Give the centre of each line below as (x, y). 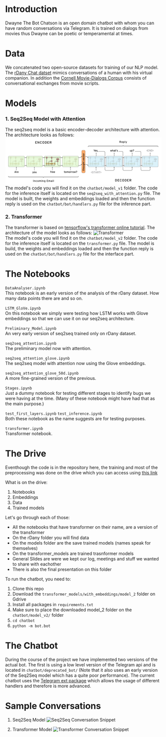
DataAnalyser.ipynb (25, 288)
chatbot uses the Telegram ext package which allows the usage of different (83, 681)
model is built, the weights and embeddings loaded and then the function (80, 198)
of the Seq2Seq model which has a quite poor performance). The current (80, 675)
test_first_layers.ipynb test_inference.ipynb (54, 414)
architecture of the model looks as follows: (49, 233)
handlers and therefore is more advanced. (48, 686)
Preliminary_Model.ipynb (31, 329)
